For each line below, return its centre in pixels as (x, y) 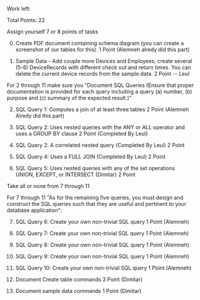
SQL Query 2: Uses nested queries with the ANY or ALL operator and (100, 127)
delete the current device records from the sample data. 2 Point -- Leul (102, 74)
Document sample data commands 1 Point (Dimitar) (78, 291)
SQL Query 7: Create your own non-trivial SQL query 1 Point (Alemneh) (102, 233)
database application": (34, 210)
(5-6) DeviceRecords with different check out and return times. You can (103, 67)
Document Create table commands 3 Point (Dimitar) (79, 279)
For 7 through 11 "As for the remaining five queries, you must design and (95, 198)
